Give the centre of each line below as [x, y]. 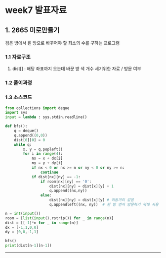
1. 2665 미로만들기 [32, 30]
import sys [16, 113]
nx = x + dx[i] [47, 159]
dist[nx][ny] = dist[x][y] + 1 [81, 186]
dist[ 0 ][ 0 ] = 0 [30, 140]
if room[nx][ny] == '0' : [66, 182]
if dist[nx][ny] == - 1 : [56, 177]
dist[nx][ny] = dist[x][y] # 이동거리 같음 [92, 200]
